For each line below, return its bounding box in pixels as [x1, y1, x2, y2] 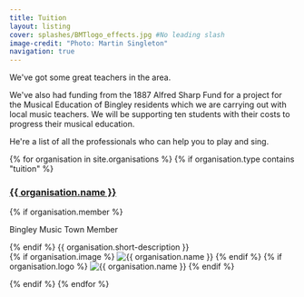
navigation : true [9, 47, 75, 56]
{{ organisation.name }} [9, 186, 117, 199]
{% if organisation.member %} [9, 206, 123, 218]
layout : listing [9, 22, 71, 31]
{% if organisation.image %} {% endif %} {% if [9, 252, 283, 262]
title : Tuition [9, 13, 67, 23]
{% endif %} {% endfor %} [9, 279, 110, 290]
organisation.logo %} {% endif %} [9, 261, 235, 272]
